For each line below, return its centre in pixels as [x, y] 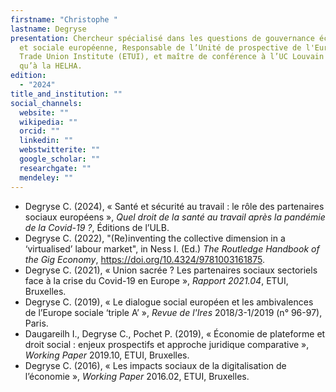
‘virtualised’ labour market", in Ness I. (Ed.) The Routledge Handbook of [172, 248]
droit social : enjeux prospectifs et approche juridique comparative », [167, 344]
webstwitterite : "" [60, 150]
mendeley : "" [46, 177]
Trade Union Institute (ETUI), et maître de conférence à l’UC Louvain [172, 57]
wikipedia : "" [48, 122]
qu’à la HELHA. [51, 66]
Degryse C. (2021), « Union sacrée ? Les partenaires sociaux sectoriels [171, 270]
